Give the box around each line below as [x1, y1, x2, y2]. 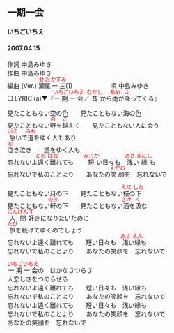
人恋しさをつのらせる [7, 275, 68, 283]
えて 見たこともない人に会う [68, 121, 160, 130]
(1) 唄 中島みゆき [65, 82, 150, 90]
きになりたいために [34, 214, 90, 222]
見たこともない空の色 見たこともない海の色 [7, 109, 141, 117]
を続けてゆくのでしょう [15, 226, 83, 235]
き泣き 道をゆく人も [13, 146, 81, 154]
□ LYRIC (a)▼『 [7, 94, 54, 103]
